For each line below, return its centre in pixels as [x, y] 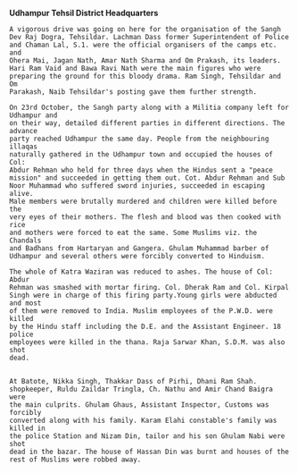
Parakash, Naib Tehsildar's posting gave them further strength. [133, 92]
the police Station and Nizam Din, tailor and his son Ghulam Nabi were [147, 436]
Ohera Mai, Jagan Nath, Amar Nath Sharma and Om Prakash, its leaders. [145, 61]
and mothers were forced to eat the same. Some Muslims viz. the [133, 232]
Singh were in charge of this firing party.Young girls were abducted [143, 295]
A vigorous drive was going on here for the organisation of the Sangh [145, 30]
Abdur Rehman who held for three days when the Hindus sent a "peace [141, 170]
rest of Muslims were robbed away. [75, 460]
